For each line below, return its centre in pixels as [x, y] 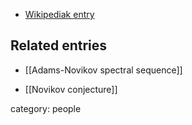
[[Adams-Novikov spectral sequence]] [103, 70]
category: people [46, 108]
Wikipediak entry [59, 14]
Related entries [59, 45]
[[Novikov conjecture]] [71, 89]
